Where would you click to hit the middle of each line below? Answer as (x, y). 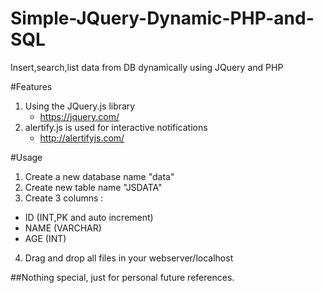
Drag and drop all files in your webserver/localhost (129, 258)
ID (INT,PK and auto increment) (89, 217)
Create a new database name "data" (99, 176)
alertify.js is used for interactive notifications (116, 127)
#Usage (26, 157)
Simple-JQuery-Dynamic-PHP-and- (162, 18)
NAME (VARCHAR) (63, 228)
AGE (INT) (45, 238)
